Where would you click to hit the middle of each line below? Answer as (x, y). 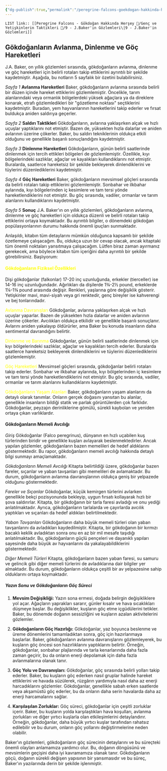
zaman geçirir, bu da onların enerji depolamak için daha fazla (75, 655)
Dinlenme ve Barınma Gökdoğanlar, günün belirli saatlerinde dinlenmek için (82, 341)
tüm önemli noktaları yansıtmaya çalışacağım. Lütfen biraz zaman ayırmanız (83, 246)
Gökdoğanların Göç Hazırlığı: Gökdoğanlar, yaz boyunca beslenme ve (84, 629)
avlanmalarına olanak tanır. (40, 660)
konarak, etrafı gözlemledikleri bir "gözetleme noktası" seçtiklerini (73, 103)
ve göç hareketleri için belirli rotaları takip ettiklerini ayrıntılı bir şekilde (77, 72)
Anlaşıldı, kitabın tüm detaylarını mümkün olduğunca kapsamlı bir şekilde (80, 236)
